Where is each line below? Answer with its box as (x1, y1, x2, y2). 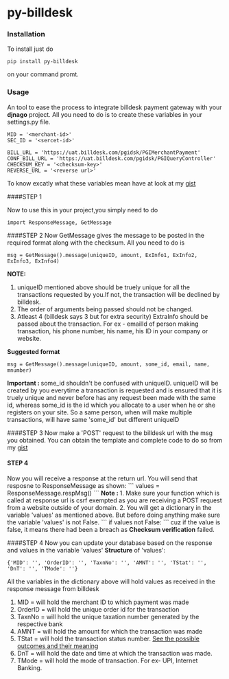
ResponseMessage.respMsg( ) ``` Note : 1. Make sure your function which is (7, 489, 220, 497)
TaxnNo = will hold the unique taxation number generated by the (16, 612, 200, 621)
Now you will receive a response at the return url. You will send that (7, 474, 197, 482)
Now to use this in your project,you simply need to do (7, 205, 158, 214)
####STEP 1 (7, 192, 43, 201)
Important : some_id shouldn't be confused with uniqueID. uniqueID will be (7, 379, 219, 387)
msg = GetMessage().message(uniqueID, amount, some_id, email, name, (7, 361, 210, 368)
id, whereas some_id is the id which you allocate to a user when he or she (7, 401, 216, 409)
